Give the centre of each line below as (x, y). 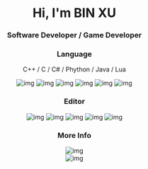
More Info (74, 135)
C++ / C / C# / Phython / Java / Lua (74, 69)
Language (74, 54)
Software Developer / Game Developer (74, 35)
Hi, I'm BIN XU (74, 13)
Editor (74, 102)
